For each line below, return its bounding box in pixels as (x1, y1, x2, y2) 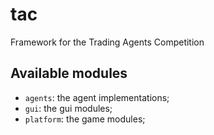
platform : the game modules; (24, 113, 146, 125)
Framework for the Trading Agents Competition (10, 36, 205, 48)
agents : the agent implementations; (24, 91, 170, 103)
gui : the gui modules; (24, 102, 113, 114)
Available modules (10, 65, 128, 82)
